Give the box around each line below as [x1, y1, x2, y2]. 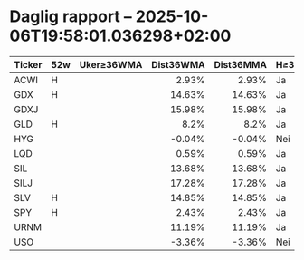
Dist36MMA [214, 58, 267, 71]
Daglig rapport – [9, 6, 133, 27]
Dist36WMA [150, 58, 205, 71]
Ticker [14, 58, 43, 71]
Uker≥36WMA [79, 58, 143, 71]
